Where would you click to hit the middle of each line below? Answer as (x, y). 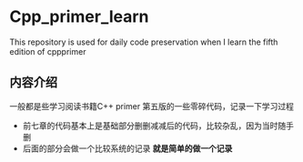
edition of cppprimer (48, 51)
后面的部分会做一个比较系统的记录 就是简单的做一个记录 (127, 148)
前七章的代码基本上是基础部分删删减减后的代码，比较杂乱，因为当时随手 (158, 126)
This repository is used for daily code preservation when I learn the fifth (144, 42)
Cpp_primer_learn (79, 17)
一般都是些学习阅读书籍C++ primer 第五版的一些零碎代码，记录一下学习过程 (151, 106)
